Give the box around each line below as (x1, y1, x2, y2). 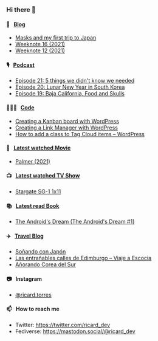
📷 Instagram (6, 275, 43, 282)
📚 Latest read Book (6, 202, 60, 209)
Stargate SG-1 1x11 (15, 188, 61, 195)
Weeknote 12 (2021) (15, 47, 66, 54)
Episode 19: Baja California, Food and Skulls (15, 90, 125, 97)
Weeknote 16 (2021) (15, 41, 66, 48)
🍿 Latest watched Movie (6, 144, 71, 151)
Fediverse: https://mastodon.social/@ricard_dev (15, 328, 136, 335)
